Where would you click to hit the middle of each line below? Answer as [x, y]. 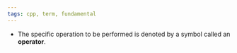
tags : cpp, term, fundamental [52, 14]
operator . [31, 41]
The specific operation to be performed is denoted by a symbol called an [124, 34]
